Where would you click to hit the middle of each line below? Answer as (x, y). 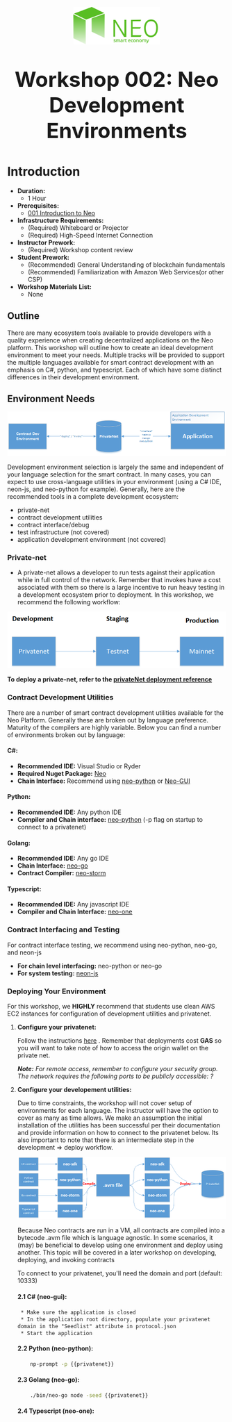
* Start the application (56, 1333)
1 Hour (37, 198)
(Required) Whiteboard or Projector (78, 228)
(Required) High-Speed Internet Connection (90, 235)
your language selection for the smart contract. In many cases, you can (109, 474)
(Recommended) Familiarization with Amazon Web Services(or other (126, 272)
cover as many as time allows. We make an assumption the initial (110, 1118)
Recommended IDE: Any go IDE (63, 859)
